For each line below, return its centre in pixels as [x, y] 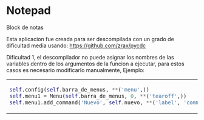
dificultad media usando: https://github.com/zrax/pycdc [76, 45]
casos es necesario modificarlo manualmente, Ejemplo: [75, 70]
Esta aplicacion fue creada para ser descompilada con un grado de [90, 39]
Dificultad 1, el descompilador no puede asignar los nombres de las [90, 57]
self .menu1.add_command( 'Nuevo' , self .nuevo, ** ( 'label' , [95, 102]
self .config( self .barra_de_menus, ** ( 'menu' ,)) [80, 89]
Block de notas [25, 27]
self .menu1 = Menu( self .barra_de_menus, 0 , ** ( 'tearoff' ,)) [98, 96]
